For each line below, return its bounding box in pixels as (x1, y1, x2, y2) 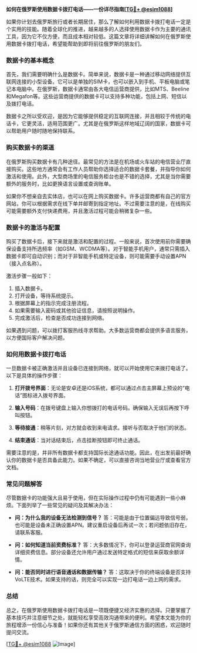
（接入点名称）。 (6, 260, 45, 267)
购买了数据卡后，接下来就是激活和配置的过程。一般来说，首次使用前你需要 (6, 237, 186, 245)
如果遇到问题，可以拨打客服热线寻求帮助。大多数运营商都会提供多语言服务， (6, 326, 191, 334)
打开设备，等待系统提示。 (14, 292, 77, 299)
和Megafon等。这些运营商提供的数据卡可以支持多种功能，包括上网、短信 (6, 93, 182, 100)
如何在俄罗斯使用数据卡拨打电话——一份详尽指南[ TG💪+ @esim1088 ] (6, 6, 173, 12)
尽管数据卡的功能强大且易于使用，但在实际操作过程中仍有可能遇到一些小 (6, 494, 181, 501)
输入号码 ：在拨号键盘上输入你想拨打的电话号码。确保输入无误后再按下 (14, 404, 185, 411)
